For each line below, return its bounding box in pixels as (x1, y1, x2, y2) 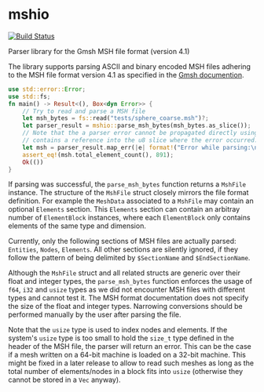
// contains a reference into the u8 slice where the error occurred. (22, 136, 258, 144)
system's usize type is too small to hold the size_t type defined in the (8, 333, 234, 343)
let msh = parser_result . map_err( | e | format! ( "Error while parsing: (22, 143, 251, 151)
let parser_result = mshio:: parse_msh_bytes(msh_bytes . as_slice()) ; (22, 122, 251, 130)
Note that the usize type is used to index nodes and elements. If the (8, 325, 228, 335)
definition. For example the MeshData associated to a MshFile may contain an (8, 196, 254, 205)
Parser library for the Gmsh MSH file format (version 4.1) (8, 46, 190, 56)
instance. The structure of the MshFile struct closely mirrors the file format (8, 188, 249, 198)
